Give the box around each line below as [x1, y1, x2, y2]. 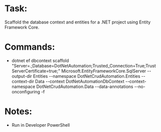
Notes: [4, 106, 33, 117]
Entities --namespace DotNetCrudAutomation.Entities [33, 73, 141, 79]
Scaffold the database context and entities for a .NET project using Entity [4, 19, 151, 25]
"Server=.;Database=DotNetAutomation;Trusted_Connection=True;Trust [11, 63, 156, 68]
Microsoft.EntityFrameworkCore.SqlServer [61, 68, 146, 74]
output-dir [11, 73, 32, 79]
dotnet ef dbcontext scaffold [11, 57, 69, 64]
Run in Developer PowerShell [11, 122, 70, 128]
